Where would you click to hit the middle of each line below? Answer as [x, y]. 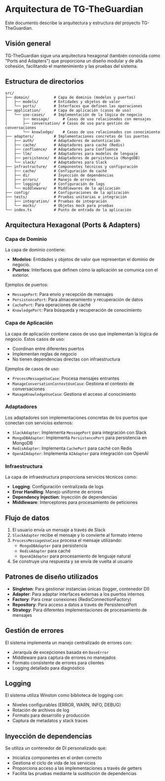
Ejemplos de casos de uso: [33, 368]
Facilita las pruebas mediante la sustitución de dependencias [74, 774]
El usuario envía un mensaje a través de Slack [59, 530]
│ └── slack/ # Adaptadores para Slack [56, 162]
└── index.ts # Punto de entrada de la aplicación [68, 210]
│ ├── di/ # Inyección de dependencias [59, 175]
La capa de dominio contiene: [35, 250]
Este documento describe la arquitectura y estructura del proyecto [73, 23]
